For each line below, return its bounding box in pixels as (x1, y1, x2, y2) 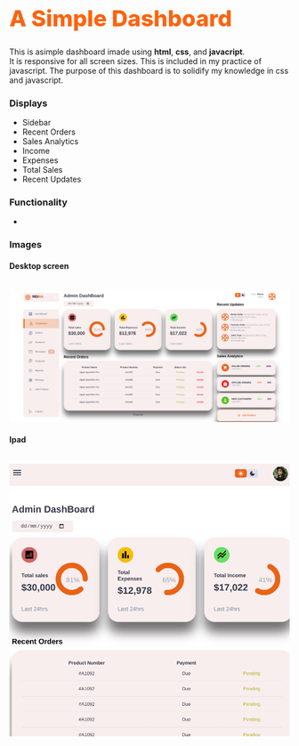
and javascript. (9, 75, 64, 85)
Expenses (21, 155, 59, 166)
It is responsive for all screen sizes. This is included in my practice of (9, 55, 263, 66)
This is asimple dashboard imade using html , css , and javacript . (9, 46, 246, 57)
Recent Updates (21, 174, 82, 185)
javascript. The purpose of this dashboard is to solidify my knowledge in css (9, 65, 289, 76)
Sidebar (21, 118, 52, 128)
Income (21, 146, 51, 157)
